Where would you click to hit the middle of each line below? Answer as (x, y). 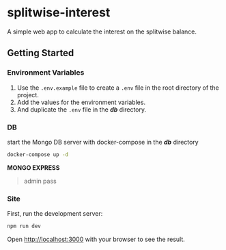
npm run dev (24, 226)
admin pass (40, 181)
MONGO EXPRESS (33, 167)
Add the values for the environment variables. (81, 102)
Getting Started (41, 53)
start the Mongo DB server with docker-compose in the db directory (103, 142)
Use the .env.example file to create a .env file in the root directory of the (118, 88)
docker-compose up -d (38, 154)
